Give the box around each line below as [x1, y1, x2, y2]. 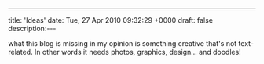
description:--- [8, 24, 57, 33]
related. [8, 48, 33, 56]
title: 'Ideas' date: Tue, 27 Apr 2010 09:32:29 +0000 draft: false [8, 16, 214, 24]
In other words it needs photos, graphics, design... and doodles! [34, 48, 241, 56]
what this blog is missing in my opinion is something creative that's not [8, 39, 237, 48]
